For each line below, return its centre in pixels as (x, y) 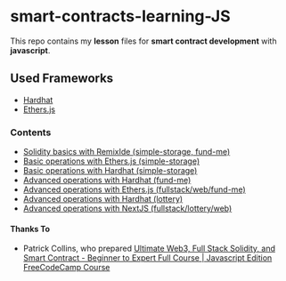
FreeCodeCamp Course (66, 268)
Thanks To (30, 229)
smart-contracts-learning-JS (120, 16)
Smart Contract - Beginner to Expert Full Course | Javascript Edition (147, 258)
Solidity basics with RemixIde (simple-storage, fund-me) (127, 152)
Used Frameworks (62, 79)
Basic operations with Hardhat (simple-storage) (110, 171)
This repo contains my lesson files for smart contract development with (143, 41)
